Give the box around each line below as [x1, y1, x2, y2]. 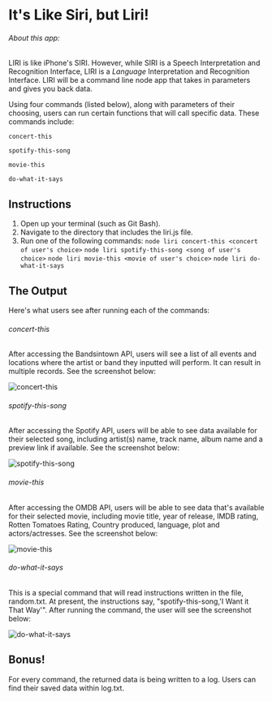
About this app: [8, 32, 60, 42]
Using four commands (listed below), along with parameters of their [8, 100, 235, 110]
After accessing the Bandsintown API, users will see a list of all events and [8, 349, 257, 359]
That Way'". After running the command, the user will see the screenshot [8, 604, 252, 614]
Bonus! [8, 653, 45, 667]
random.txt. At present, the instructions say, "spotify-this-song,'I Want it [8, 596, 249, 606]
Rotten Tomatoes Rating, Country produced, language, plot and [8, 519, 221, 529]
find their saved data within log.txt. [8, 683, 124, 693]
